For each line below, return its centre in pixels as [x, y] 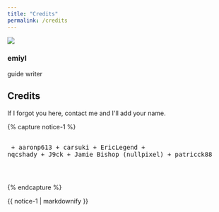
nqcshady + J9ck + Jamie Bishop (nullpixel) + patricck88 [110, 154]
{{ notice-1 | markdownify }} [48, 201]
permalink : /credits [38, 20]
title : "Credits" [33, 14]
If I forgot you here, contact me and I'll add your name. [87, 113]
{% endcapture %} [35, 187]
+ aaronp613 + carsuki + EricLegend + [78, 147]
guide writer [25, 73]
